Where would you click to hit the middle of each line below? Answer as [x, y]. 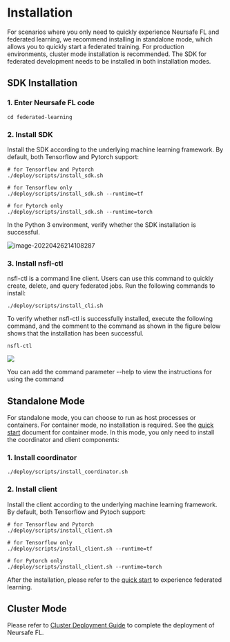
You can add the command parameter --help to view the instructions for [109, 372]
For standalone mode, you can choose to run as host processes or [102, 418]
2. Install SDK [30, 134]
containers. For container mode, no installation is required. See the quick [111, 425]
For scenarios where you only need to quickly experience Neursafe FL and [113, 32]
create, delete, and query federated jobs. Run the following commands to [111, 286]
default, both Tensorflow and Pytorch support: [73, 156]
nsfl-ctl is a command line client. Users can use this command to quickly [111, 279]
